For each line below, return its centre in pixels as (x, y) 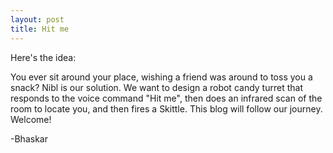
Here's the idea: (43, 57)
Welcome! (31, 119)
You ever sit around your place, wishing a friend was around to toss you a (161, 77)
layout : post (37, 19)
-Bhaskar (29, 138)
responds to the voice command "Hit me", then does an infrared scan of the (166, 98)
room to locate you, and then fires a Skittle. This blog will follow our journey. (166, 108)
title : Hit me (40, 29)
